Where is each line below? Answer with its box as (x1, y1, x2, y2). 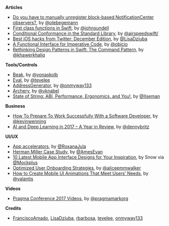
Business (5, 103, 25, 109)
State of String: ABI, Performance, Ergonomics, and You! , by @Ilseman (12, 93, 160, 99)
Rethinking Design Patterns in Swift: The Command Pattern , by (12, 47, 144, 52)
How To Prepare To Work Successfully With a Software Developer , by (12, 113, 158, 119)
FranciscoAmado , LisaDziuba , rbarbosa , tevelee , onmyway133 (12, 215, 143, 221)
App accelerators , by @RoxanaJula (12, 143, 86, 149)
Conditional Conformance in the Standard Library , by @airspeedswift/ (12, 30, 159, 36)
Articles (5, 5, 23, 10)
